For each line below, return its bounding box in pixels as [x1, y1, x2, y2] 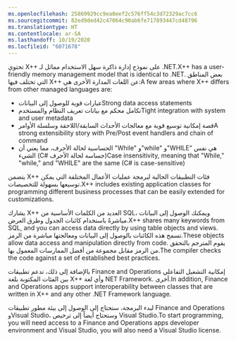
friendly [8, 70, 31, 78]
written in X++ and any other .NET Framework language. [8, 290, 172, 298]
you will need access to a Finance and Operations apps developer [8, 318, 199, 327]
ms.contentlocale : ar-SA [8, 30, 81, 37]
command [18, 136, 48, 145]
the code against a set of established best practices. [8, 253, 161, 262]
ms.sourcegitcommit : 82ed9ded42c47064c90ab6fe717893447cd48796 [8, 17, 198, 24]
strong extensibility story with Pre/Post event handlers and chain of [18, 128, 213, 137]
